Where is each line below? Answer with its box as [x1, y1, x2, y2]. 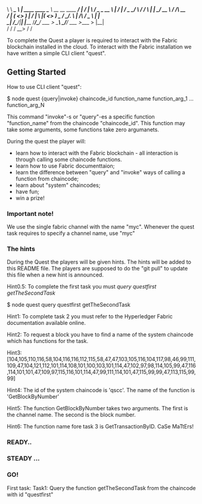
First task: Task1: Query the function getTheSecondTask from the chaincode [7, 484, 196, 491]
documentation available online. [7, 319, 86, 327]
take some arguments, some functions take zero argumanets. [7, 126, 159, 133]
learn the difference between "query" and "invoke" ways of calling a [15, 168, 186, 175]
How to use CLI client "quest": [7, 83, 82, 90]
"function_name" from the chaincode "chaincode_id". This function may [7, 119, 186, 126]
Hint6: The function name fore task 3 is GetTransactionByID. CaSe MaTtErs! [7, 423, 194, 430]
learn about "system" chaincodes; [15, 182, 101, 189]
